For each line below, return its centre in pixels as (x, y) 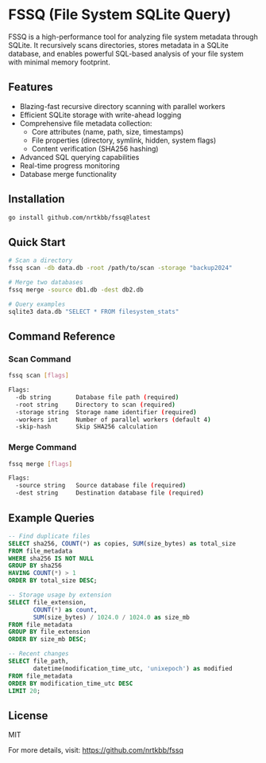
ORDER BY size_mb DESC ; (48, 640)
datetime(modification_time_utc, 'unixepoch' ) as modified (133, 668)
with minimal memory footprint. (60, 62)
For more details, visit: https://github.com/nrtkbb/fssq (96, 750)
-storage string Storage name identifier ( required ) (106, 412)
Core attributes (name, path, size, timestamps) (108, 131)
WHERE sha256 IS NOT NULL (51, 558)
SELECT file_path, (39, 661)
